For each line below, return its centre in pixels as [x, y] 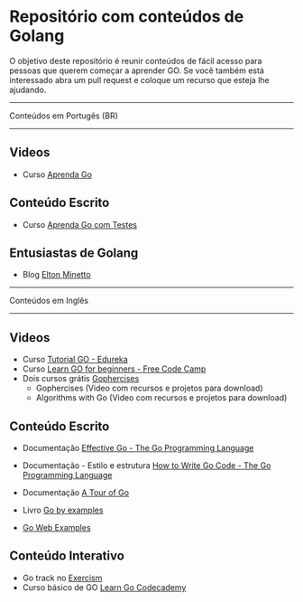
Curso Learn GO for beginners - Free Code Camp [114, 369]
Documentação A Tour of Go [75, 493]
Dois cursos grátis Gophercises [81, 379]
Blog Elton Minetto [57, 275]
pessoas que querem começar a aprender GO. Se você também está [137, 71]
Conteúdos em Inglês [49, 301]
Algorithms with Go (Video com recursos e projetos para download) [161, 398]
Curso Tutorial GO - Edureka [75, 360]
